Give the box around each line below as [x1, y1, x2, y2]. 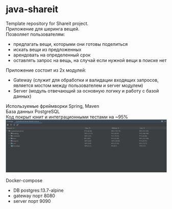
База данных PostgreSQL [6, 108, 60, 114]
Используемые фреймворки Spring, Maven [6, 103, 100, 109]
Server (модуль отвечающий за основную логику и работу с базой [13, 87, 159, 94]
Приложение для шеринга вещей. [6, 25, 80, 32]
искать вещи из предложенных [13, 46, 82, 52]
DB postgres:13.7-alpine [13, 187, 64, 193]
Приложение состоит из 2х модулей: [6, 67, 86, 73]
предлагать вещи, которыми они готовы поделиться [13, 41, 128, 47]
